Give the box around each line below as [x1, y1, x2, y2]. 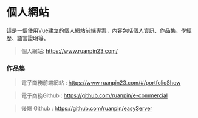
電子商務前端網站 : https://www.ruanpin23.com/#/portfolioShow [21, 79, 181, 86]
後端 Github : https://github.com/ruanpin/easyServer [21, 105, 153, 113]
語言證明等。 [16, 34, 49, 41]
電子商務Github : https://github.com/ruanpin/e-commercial [21, 92, 168, 99]
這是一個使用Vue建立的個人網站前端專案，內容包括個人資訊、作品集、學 [6, 27, 187, 34]
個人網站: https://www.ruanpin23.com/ [21, 47, 118, 55]
